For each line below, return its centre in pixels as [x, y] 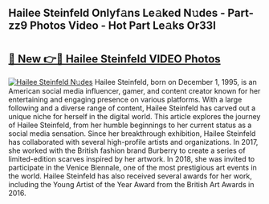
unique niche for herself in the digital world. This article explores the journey [134, 116]
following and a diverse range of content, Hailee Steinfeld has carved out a [132, 108]
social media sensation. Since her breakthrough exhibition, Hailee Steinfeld [132, 134]
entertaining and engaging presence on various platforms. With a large [125, 100]
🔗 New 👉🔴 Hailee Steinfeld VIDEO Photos [114, 59]
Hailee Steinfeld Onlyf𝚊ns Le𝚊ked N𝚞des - [117, 13]
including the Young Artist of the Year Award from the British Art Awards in [131, 184]
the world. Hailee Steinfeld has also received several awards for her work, [130, 176]
